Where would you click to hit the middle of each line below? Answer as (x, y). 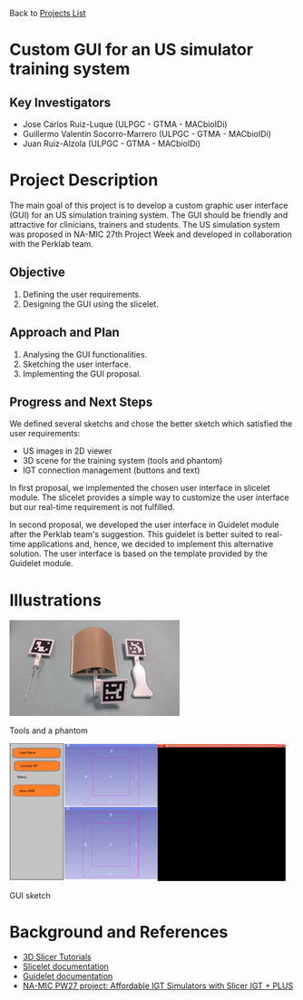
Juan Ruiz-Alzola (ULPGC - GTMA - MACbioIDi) (112, 143)
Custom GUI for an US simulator (132, 50)
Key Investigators (60, 102)
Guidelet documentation (68, 976)
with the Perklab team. (51, 243)
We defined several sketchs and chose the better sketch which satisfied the (151, 424)
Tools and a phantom (49, 730)
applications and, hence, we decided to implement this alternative (151, 544)
